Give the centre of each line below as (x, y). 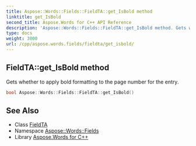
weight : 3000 (22, 39)
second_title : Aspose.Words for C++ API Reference (69, 22)
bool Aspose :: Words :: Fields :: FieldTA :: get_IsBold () (70, 92)
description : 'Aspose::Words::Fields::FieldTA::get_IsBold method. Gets (96, 28)
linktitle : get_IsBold (34, 17)
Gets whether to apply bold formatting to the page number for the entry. (92, 82)
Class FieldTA (31, 125)
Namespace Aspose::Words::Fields (57, 131)
